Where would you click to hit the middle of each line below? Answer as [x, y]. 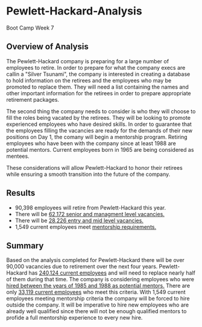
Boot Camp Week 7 [30, 28]
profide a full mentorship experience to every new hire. [74, 318]
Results [21, 193]
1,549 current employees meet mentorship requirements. [86, 226]
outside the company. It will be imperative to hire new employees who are [97, 305]
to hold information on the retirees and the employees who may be [89, 80]
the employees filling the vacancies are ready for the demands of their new [99, 130]
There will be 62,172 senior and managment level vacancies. [90, 214]
